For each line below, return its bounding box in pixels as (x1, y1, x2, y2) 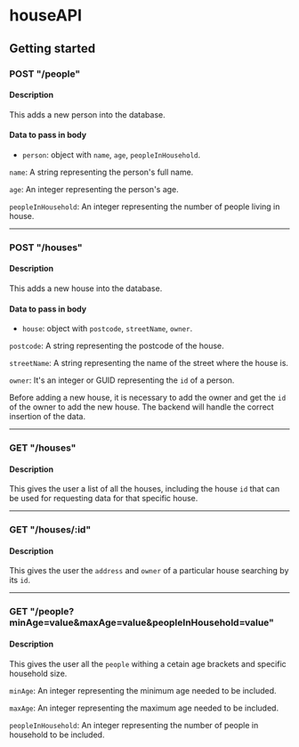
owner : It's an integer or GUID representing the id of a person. (9, 375, 235, 386)
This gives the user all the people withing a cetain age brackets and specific (9, 658, 287, 669)
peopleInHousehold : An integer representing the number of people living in (9, 201, 280, 212)
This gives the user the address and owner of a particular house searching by (9, 565, 289, 576)
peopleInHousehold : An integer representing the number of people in (9, 719, 259, 730)
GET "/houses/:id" (9, 524, 92, 536)
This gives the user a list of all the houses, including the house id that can (9, 483, 280, 494)
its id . (9, 575, 31, 586)
